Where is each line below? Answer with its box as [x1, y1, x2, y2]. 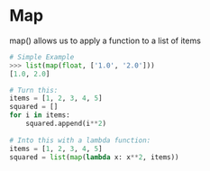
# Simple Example [9, 52, 75, 61]
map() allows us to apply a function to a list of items [9, 35, 201, 46]
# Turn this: [9, 85, 59, 94]
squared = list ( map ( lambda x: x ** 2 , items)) [9, 152, 179, 162]
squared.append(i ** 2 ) [25, 119, 106, 129]
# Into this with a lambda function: [9, 136, 151, 145]
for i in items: [9, 111, 70, 120]
